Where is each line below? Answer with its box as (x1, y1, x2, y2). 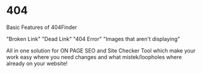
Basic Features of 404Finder (6, 24, 77, 31)
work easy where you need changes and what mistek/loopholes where (6, 53, 182, 60)
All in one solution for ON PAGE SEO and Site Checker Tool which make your (6, 46, 196, 54)
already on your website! (6, 60, 68, 67)
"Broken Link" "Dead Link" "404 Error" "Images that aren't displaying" (6, 35, 180, 42)
